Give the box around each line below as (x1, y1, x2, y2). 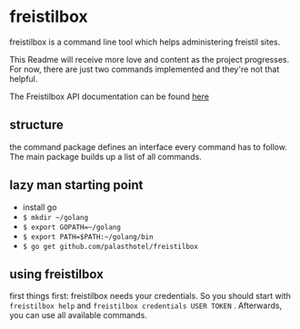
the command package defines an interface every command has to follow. (9, 141, 288, 152)
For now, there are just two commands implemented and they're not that (9, 64, 280, 75)
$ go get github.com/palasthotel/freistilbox (22, 242, 198, 251)
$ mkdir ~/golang (22, 213, 89, 222)
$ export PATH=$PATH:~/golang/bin (22, 232, 154, 242)
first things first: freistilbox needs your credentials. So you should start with (9, 291, 291, 302)
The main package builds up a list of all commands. (9, 151, 202, 162)
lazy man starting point (9, 177, 144, 193)
